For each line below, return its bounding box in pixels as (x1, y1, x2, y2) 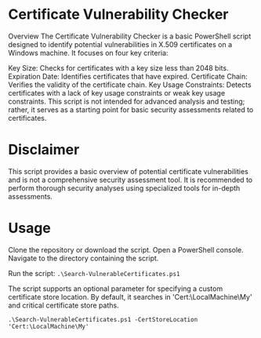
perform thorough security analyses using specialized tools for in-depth (8, 183, 241, 193)
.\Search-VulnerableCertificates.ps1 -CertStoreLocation (8, 315, 198, 323)
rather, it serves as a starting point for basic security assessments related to (8, 104, 254, 114)
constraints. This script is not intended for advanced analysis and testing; (8, 96, 245, 106)
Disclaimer (8, 141, 80, 158)
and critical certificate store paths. (8, 300, 119, 310)
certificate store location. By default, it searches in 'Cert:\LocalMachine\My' (8, 292, 252, 301)
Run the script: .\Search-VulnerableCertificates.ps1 (8, 268, 180, 278)
